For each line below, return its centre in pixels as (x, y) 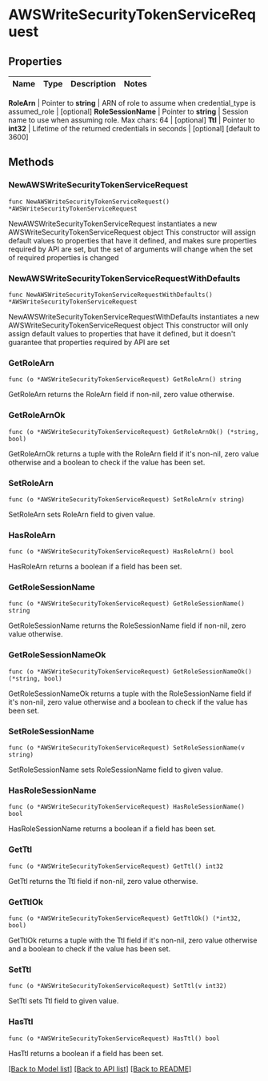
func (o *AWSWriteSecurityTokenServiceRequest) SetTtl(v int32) (118, 987)
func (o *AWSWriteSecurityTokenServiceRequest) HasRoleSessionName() (127, 807)
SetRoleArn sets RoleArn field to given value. (82, 514)
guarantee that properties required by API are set (89, 342)
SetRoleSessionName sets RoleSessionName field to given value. (116, 770)
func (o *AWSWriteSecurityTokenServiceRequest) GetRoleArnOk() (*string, (134, 432)
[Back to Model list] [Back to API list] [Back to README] (100, 1069)
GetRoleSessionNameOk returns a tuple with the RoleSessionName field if (130, 693)
